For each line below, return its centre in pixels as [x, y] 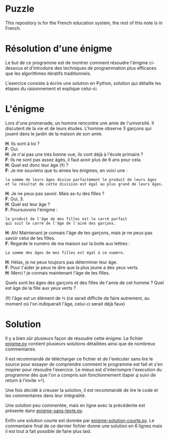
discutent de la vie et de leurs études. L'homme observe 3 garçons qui [78, 128]
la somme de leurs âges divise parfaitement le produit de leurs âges [81, 180]
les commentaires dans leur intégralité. [46, 396]
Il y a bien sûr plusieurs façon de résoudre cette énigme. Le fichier [74, 338]
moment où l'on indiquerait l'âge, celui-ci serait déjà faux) [65, 303]
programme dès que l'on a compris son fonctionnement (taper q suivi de [81, 375]
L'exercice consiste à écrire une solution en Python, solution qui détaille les [83, 83]
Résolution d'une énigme [59, 49]
